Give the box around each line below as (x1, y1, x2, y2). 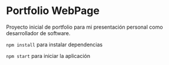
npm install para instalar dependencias (6, 41, 103, 48)
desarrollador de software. (6, 29, 71, 36)
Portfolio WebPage (6, 4, 100, 18)
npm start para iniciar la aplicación (6, 52, 90, 59)
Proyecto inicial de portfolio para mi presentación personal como (6, 23, 163, 30)
